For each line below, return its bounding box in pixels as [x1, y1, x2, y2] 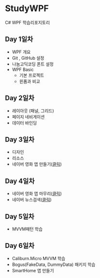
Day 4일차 [5, 177, 35, 185]
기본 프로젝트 [19, 72, 44, 78]
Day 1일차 [5, 35, 33, 44]
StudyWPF [5, 3, 49, 14]
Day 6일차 [5, 242, 35, 250]
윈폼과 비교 [19, 78, 40, 84]
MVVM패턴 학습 [12, 226, 43, 232]
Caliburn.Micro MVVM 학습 [12, 255, 66, 261]
